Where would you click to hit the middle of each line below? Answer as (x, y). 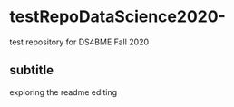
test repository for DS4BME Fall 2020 (79, 42)
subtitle (32, 70)
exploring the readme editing (63, 92)
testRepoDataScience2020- (118, 17)
